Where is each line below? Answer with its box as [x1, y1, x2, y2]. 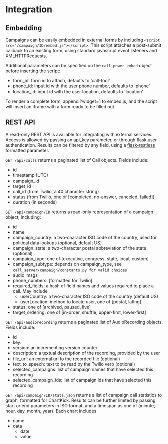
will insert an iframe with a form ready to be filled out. [5, 104, 116, 109]
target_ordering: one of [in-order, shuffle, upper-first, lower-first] [12, 309, 146, 315]
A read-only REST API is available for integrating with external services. [5, 131, 153, 137]
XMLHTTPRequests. [5, 53, 47, 59]
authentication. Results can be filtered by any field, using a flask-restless [5, 142, 155, 148]
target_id [12, 183, 31, 189]
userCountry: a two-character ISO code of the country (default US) [20, 293, 159, 299]
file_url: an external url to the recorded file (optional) [12, 356, 120, 362]
